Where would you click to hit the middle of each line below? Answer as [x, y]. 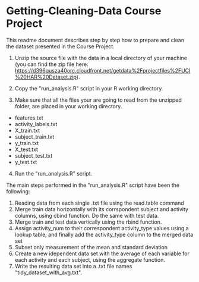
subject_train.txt [34, 137]
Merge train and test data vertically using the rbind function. [88, 222]
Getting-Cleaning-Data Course [84, 11]
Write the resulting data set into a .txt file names [73, 266]
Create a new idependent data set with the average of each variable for [102, 253]
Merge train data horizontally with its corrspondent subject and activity [102, 209]
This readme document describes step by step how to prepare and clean [95, 40]
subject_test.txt [34, 155]
